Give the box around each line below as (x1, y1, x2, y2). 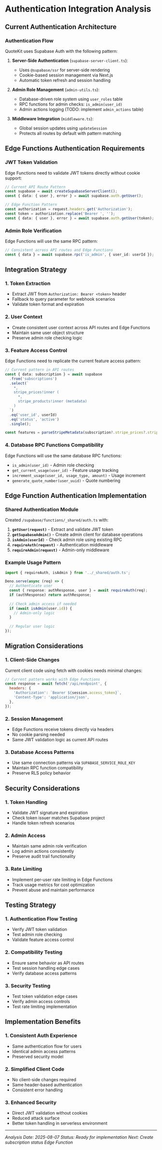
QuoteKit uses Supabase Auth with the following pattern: (5, 48, 118, 54)
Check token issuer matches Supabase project (12, 815, 105, 821)
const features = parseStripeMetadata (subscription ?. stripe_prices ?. (5, 430, 148, 435)
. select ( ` (9, 381, 29, 386)
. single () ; (9, 421, 31, 426)
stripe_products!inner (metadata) (17, 399, 88, 404)
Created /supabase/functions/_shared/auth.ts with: (5, 517, 108, 523)
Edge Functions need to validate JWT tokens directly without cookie (5, 170, 140, 176)
